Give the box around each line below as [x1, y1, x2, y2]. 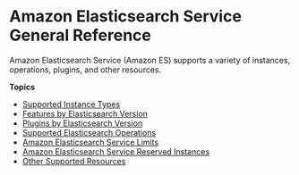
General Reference [9, 25, 152, 46]
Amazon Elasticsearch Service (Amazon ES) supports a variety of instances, [9, 54, 291, 65]
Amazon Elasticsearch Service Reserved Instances [21, 146, 210, 157]
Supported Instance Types [21, 98, 121, 109]
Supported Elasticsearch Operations [21, 127, 157, 137]
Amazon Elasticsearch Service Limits [21, 137, 159, 147]
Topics [9, 81, 36, 92]
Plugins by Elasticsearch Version [21, 118, 143, 129]
